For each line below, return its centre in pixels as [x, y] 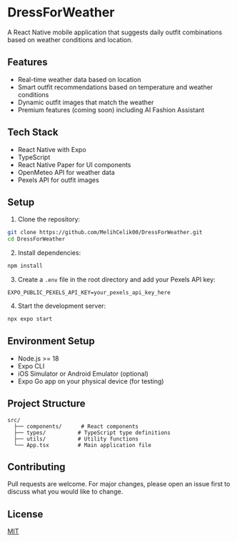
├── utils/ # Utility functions [76, 439]
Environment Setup [51, 341]
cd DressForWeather [36, 239]
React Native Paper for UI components [74, 164]
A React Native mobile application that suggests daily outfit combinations [115, 32]
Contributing [36, 467]
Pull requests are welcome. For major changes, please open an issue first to [119, 484]
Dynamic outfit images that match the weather [86, 102]
